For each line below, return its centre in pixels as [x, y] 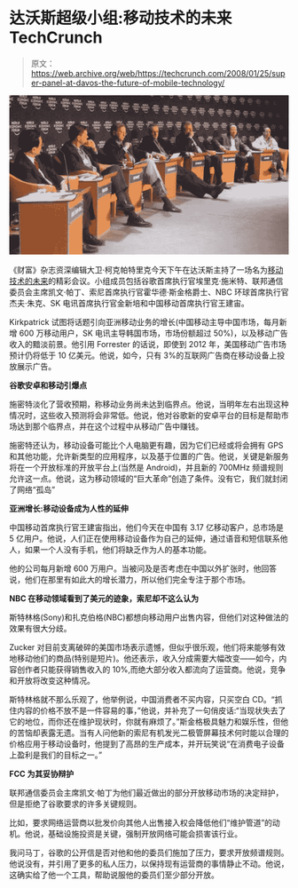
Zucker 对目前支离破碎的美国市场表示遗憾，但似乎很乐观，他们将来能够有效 [147, 647]
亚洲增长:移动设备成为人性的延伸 [69, 509]
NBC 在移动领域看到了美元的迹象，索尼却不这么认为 [104, 599]
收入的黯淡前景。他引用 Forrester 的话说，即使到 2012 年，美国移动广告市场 [148, 345]
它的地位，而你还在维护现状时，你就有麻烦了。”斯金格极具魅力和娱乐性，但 [145, 722]
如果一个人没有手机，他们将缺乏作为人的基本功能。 [118, 550]
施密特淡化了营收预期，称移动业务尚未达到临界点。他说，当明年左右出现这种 [149, 404]
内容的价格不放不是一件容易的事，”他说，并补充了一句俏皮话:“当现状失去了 [151, 710]
